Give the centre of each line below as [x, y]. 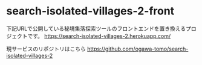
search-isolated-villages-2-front [90, 11]
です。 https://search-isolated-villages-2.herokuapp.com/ [99, 36]
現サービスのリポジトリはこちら [46, 49]
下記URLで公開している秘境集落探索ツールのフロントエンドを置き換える [96, 28]
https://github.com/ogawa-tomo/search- [138, 49]
